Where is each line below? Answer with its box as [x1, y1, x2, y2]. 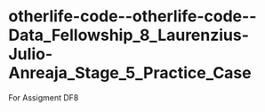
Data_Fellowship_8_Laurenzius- [8, 25, 250, 45]
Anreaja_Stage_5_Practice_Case [8, 63, 252, 84]
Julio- [8, 44, 53, 64]
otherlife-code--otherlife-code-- [8, 6, 257, 27]
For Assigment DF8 [8, 92, 79, 103]
